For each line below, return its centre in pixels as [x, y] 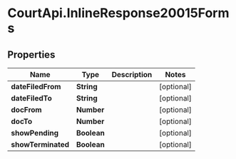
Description [132, 75]
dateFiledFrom [36, 87]
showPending [35, 133]
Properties [31, 55]
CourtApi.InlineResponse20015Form [118, 13]
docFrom [26, 110]
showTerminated [40, 144]
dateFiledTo [31, 98]
